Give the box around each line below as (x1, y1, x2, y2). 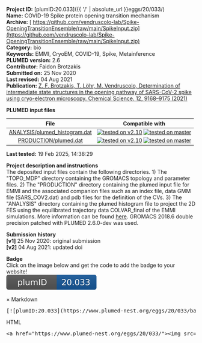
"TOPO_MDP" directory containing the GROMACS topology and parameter (6, 174, 191, 182)
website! (6, 267, 28, 275)
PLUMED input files (6, 107, 56, 113)
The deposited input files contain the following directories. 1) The (6, 168, 167, 175)
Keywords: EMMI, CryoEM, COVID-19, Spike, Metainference (6, 50, 155, 57)
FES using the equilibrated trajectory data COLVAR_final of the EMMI (6, 206, 176, 213)
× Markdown (6, 296, 38, 303)
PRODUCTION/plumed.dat (17, 137, 83, 144)
